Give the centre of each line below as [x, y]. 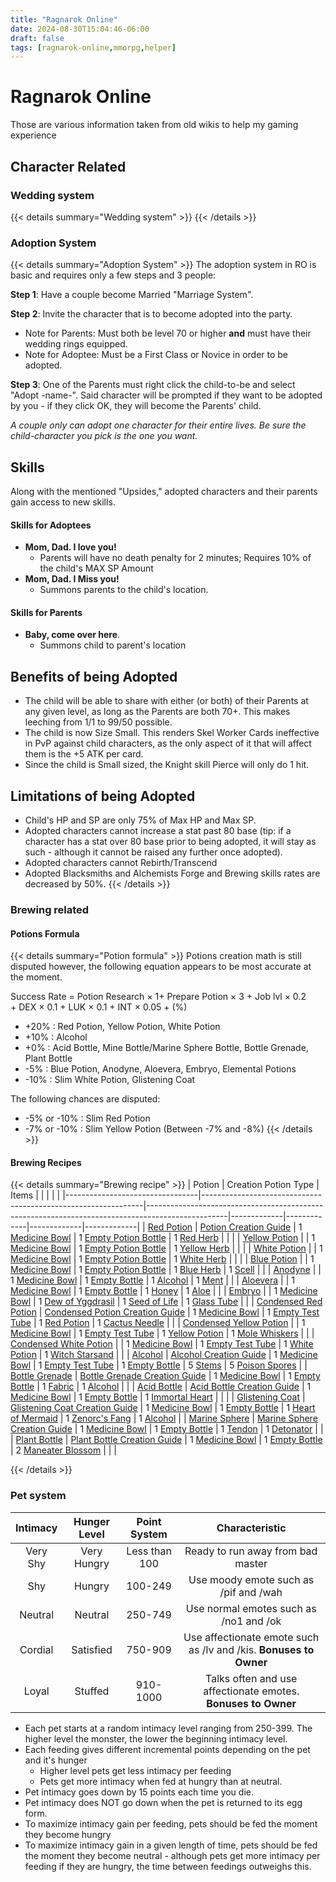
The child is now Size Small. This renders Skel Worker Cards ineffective [172, 733]
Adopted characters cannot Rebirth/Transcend [121, 863]
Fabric [61, 1387]
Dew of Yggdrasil [79, 1302]
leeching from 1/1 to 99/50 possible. [98, 722]
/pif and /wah [251, 1592]
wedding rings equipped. [76, 344]
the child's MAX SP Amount [96, 568]
